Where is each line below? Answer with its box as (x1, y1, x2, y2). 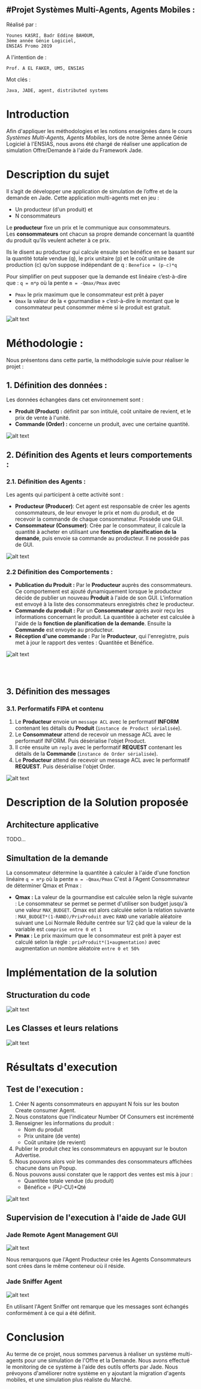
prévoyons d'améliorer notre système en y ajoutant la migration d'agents (6, 1369, 186, 1376)
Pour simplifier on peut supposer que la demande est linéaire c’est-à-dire (6, 272, 187, 280)
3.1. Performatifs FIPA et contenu (6, 704, 104, 713)
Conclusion (6, 1330, 65, 1344)
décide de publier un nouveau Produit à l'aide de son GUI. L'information (14, 594, 193, 601)
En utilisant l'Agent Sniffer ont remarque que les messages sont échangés (6, 1303, 189, 1310)
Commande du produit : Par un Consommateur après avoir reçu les (14, 607, 184, 614)
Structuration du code (6, 989, 91, 1000)
